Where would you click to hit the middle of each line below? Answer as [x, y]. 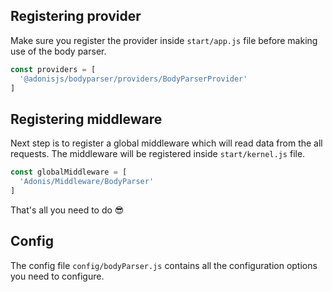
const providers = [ [53, 69]
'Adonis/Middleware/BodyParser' [87, 182]
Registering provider [76, 16]
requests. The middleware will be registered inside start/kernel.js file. [158, 154]
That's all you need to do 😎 [67, 210]
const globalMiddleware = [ [69, 172]
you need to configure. [57, 276]
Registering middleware [86, 119]
